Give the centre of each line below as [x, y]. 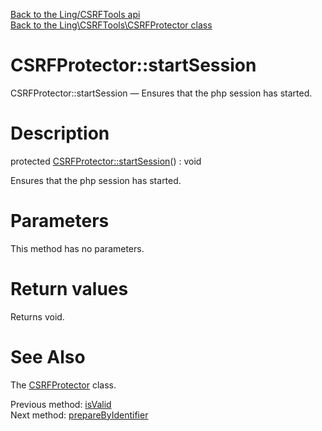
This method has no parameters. [77, 248]
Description [60, 133]
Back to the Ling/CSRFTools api [75, 14]
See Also [48, 356]
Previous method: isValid [61, 404]
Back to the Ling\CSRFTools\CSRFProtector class [111, 25]
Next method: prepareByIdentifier [79, 415]
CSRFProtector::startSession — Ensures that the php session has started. [161, 93]
